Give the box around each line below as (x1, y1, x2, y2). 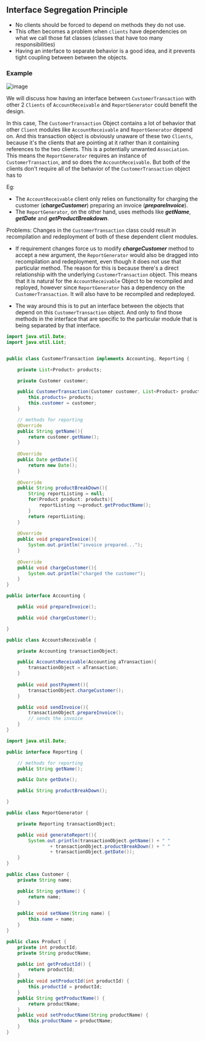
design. (6, 108, 26, 115)
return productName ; (28, 1001, 81, 1007)
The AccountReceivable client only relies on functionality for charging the (15, 195, 198, 202)
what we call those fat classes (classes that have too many (15, 34, 164, 42)
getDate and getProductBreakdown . (15, 215, 109, 222)
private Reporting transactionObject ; (17, 821, 116, 827)
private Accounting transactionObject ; (17, 648, 119, 654)
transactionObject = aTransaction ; (28, 665, 119, 671)
